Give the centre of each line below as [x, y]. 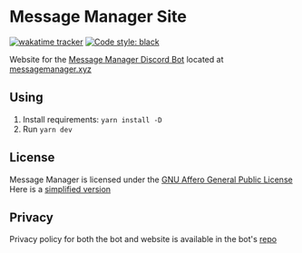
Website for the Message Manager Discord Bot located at [117, 59]
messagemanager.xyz [51, 69]
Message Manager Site [98, 17]
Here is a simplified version [60, 189]
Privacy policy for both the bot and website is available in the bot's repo [143, 239]
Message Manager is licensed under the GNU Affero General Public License [151, 180]
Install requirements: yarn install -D [92, 119]
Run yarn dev [47, 129]
